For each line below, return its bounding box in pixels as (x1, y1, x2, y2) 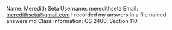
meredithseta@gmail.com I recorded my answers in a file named (6, 11, 167, 18)
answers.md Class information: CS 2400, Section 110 (6, 18, 138, 24)
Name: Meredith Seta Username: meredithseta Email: (6, 5, 138, 12)
